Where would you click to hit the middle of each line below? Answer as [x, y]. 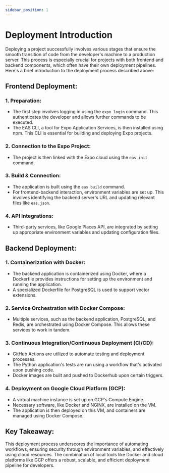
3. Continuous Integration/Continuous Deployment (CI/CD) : [79, 343]
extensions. [24, 295]
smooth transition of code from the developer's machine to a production [80, 54]
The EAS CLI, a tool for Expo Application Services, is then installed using [88, 128]
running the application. [37, 284]
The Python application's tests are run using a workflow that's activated [87, 365]
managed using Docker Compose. [48, 415]
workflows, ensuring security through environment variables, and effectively [84, 449]
